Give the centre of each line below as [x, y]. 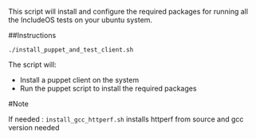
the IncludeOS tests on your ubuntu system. [81, 20]
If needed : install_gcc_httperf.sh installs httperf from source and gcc [126, 119]
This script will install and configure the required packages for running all [128, 12]
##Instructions [32, 35]
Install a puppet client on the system [79, 80]
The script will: [33, 64]
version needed [34, 127]
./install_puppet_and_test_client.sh [71, 50]
